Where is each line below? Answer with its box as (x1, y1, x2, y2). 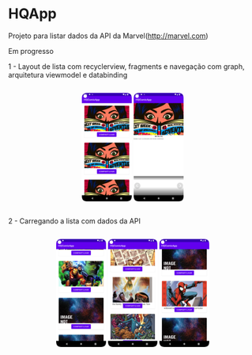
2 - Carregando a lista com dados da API (8, 216, 141, 226)
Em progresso (8, 46, 54, 55)
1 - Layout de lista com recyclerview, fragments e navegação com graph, (8, 61, 245, 71)
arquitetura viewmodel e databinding (8, 70, 128, 79)
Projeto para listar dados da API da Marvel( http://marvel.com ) (8, 31, 209, 40)
